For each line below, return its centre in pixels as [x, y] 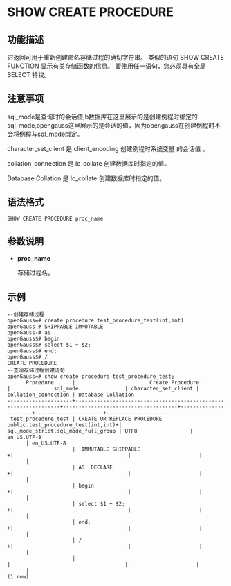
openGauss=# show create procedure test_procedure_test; [91, 377]
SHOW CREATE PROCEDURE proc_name [55, 218]
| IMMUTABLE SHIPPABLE [106, 449]
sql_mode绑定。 [60, 134]
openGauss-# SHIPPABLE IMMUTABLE [55, 327]
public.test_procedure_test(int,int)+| [65, 425]
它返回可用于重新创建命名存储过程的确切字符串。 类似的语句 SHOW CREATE [116, 57]
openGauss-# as [29, 333]
